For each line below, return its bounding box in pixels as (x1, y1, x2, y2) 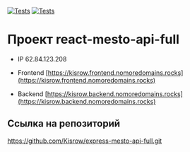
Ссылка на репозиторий (7, 117, 121, 130)
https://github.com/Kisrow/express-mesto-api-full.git (7, 136, 162, 145)
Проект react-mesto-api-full (7, 32, 180, 47)
